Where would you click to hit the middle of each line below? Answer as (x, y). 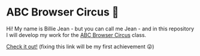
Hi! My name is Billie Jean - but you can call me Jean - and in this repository (100, 29)
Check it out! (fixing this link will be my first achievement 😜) (80, 46)
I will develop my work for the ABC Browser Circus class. (76, 35)
